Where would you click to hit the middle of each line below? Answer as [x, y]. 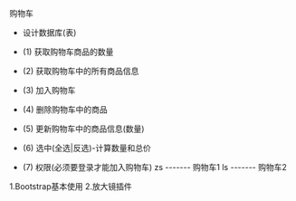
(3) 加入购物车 [49, 90]
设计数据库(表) [49, 33]
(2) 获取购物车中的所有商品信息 [81, 71]
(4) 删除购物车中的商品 [65, 110]
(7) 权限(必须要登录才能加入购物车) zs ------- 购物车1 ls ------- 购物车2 [154, 167]
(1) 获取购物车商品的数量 [68, 52]
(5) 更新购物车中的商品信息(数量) [83, 129]
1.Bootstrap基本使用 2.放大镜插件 [71, 187]
